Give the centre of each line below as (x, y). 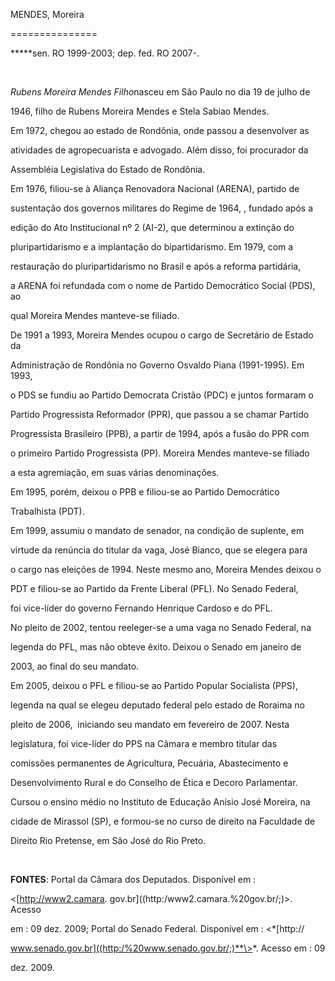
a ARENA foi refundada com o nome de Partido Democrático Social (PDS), (163, 285)
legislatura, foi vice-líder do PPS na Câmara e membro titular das (144, 743)
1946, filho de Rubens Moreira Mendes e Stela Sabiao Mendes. (140, 111)
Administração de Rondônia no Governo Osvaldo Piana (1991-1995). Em (157, 365)
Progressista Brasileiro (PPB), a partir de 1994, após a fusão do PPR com (160, 433)
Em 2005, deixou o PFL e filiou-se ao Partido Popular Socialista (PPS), (154, 685)
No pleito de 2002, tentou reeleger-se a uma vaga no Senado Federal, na (161, 627)
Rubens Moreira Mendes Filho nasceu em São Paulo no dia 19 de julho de (160, 92)
